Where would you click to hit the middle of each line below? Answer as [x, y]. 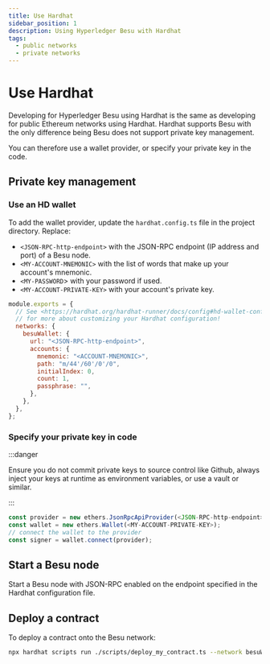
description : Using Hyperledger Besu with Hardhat [95, 31]
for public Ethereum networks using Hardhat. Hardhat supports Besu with [130, 124]
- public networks [47, 46]
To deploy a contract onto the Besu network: [82, 637]
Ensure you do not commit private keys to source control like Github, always [134, 470]
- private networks [48, 53]
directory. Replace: [39, 231]
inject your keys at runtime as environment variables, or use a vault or [124, 478]
